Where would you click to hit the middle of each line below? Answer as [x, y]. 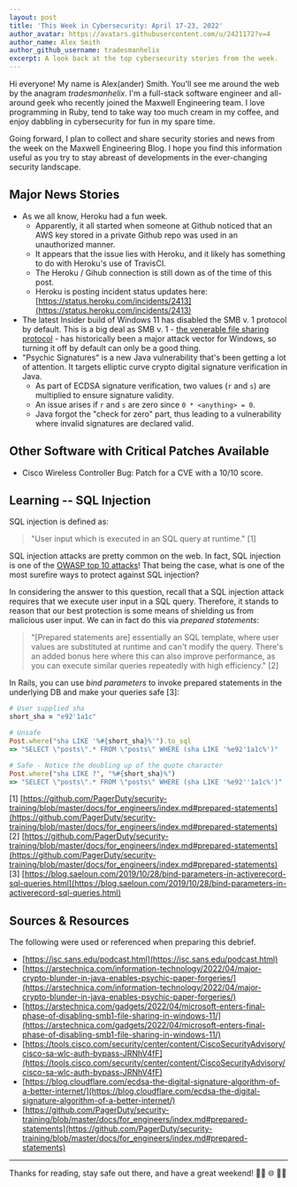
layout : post [33, 17]
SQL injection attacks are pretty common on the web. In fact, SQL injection [145, 556]
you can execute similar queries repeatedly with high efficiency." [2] [155, 666]
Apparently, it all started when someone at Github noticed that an [153, 225]
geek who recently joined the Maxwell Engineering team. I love [151, 102]
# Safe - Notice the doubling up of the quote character [116, 765]
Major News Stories [65, 195]
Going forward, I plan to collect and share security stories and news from [142, 139]
